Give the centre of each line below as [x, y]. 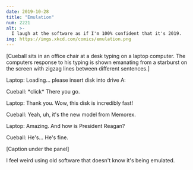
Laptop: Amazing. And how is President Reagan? [66, 126]
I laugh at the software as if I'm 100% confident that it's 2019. [97, 34]
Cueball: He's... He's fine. [37, 137]
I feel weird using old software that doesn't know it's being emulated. [91, 160]
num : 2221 [18, 23]
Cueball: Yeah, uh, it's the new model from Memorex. [71, 114]
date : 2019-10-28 [28, 12]
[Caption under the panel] [38, 149]
